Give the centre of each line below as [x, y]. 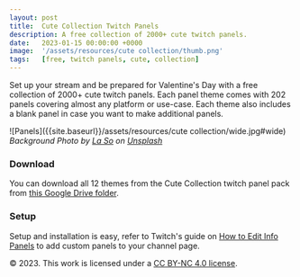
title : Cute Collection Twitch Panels [84, 26]
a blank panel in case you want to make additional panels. [116, 114]
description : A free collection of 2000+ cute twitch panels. [128, 34]
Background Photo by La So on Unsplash [86, 141]
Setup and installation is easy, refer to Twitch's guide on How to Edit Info [144, 236]
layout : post [34, 18]
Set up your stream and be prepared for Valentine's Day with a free [134, 85]
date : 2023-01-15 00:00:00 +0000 [76, 43]
